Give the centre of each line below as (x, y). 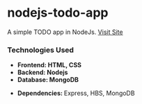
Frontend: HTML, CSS (49, 65)
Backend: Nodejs (42, 72)
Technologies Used (41, 50)
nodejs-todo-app (58, 13)
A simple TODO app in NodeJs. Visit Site (65, 32)
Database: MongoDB (48, 80)
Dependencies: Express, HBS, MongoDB (76, 93)
